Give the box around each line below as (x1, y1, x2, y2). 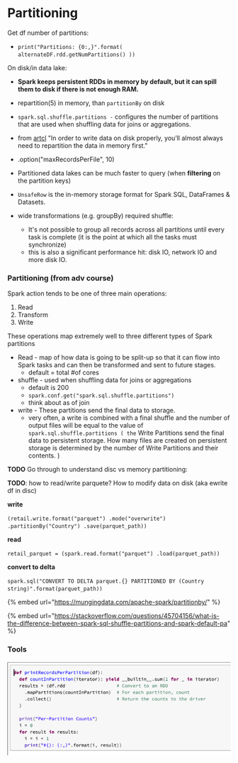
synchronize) (28, 240, 67, 249)
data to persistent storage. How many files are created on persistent (28, 436, 227, 445)
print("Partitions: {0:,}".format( (17, 43, 123, 50)
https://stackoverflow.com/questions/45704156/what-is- (54, 612, 220, 620)
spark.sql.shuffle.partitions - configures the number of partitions (17, 112, 219, 121)
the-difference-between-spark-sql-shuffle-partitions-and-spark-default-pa (7, 619, 228, 628)
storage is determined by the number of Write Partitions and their (28, 444, 219, 453)
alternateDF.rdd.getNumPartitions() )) (17, 51, 136, 58)
